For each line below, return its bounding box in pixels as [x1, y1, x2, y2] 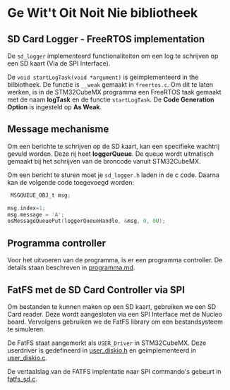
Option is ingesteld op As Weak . [7, 103, 102, 111]
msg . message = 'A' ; [7, 211, 65, 218]
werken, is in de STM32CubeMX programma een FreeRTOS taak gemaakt [7, 88, 222, 96]
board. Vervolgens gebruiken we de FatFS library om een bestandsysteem [7, 317, 224, 326]
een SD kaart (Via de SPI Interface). [7, 59, 111, 68]
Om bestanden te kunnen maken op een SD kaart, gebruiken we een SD [7, 302, 217, 311]
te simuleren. [7, 324, 45, 333]
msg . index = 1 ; [7, 205, 46, 212]
